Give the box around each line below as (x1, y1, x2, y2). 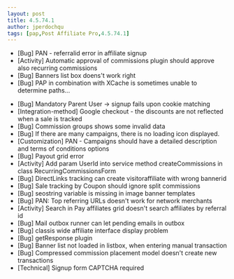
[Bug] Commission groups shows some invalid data (17, 122, 166, 130)
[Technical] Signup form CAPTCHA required (17, 264, 145, 272)
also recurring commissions (17, 64, 98, 72)
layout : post (7, 10, 45, 18)
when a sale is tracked (17, 115, 82, 123)
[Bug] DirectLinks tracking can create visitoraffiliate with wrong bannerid (17, 175, 227, 183)
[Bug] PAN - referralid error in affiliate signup (17, 49, 147, 57)
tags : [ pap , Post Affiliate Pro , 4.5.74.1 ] (7, 29, 130, 37)
